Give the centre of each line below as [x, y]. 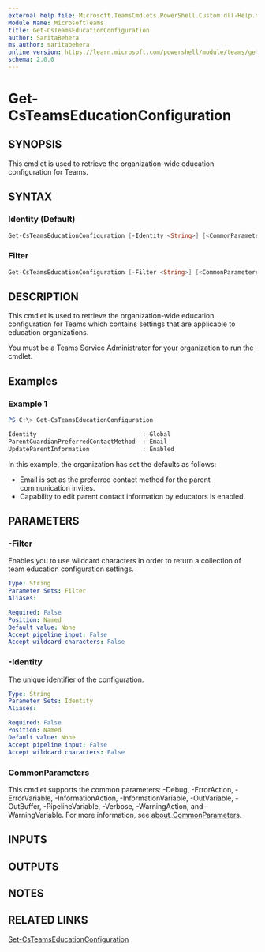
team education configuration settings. [71, 569]
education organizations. [49, 333]
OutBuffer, [25, 806]
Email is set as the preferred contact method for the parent [115, 480]
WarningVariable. [36, 815]
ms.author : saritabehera [49, 45]
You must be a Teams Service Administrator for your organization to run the [131, 348]
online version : [35, 52]
